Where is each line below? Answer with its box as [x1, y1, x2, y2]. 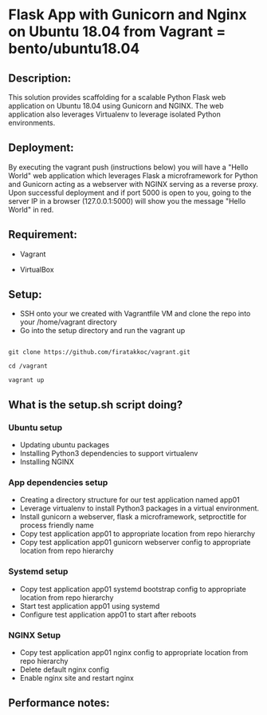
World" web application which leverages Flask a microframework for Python [8, 170, 258, 181]
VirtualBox [19, 264, 54, 274]
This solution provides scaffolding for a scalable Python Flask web [8, 93, 226, 101]
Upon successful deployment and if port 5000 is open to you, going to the [8, 188, 252, 197]
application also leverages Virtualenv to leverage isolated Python [8, 109, 221, 119]
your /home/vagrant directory [19, 317, 117, 327]
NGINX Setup [8, 630, 61, 641]
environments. [8, 118, 56, 127]
